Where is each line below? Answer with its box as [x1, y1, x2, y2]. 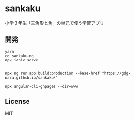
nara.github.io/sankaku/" [5, 75, 58, 80]
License [5, 97, 30, 106]
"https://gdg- [101, 71, 131, 76]
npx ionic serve [5, 58, 38, 62]
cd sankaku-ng [5, 53, 34, 58]
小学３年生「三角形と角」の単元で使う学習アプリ [5, 20, 104, 26]
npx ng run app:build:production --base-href [5, 71, 100, 76]
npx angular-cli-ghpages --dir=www [5, 84, 78, 89]
